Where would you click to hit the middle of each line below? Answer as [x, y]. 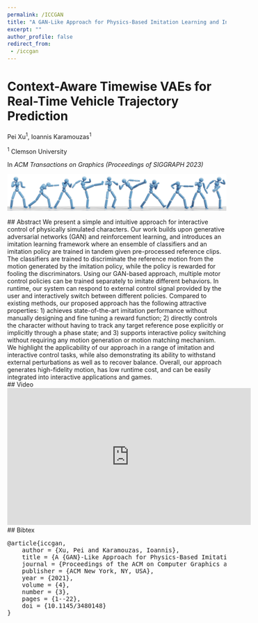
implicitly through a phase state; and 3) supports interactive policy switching [116, 332]
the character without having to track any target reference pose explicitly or [115, 325]
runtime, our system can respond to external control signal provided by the [114, 288]
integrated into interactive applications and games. [80, 377]
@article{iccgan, [37, 543]
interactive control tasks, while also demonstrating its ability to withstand [111, 355]
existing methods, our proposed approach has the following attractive [107, 303]
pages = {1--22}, [51, 599]
